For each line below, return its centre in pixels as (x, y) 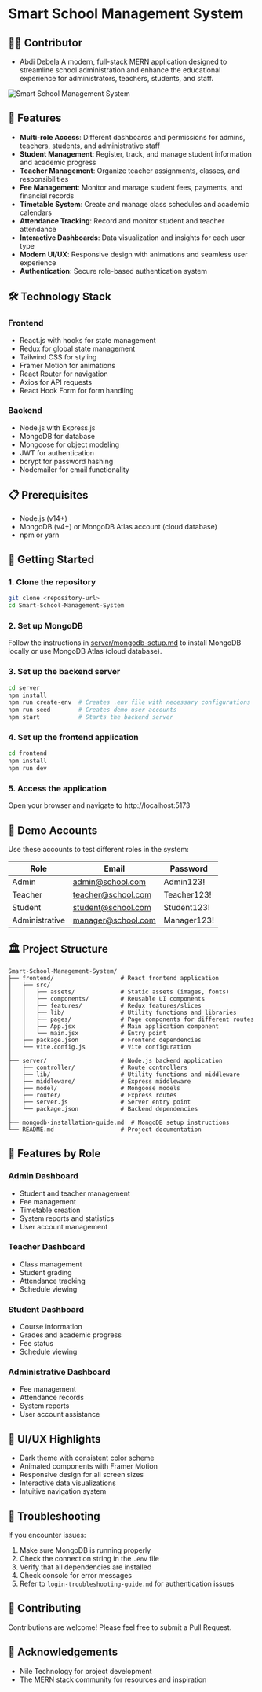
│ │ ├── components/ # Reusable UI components (107, 999)
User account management (64, 1226)
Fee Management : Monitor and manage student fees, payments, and (131, 187)
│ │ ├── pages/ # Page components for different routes (131, 1019)
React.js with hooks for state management (87, 340)
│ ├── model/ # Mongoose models (94, 1088)
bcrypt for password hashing (66, 461)
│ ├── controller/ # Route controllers (98, 1067)
